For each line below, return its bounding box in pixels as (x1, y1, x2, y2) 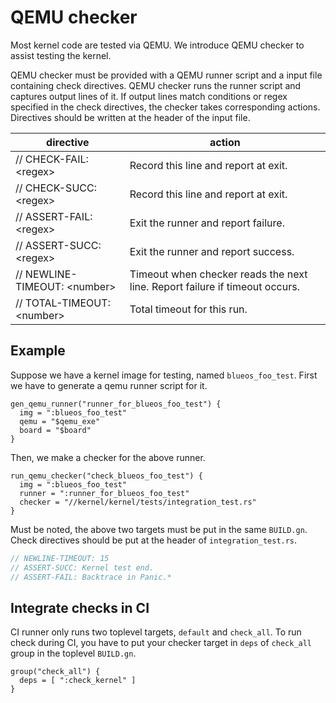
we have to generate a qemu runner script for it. (10, 379, 208, 391)
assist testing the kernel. (10, 49, 112, 61)
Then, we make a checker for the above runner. (10, 451, 206, 463)
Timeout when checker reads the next (129, 267, 308, 281)
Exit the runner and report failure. (129, 216, 285, 230)
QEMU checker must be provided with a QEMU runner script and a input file (10, 69, 323, 81)
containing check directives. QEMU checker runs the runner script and (10, 79, 302, 91)
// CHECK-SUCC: (15, 181, 97, 195)
